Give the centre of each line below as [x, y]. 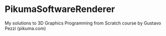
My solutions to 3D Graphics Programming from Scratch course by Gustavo [83, 23]
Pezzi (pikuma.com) [25, 28]
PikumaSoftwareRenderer [60, 9]
